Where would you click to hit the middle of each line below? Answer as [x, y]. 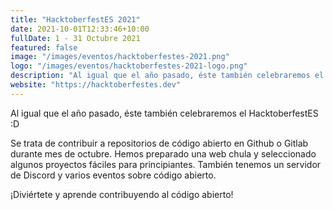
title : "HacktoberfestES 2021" [75, 19]
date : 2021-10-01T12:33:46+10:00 [80, 29]
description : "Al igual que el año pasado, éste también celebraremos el [167, 76]
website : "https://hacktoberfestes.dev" [96, 85]
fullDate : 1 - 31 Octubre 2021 [75, 38]
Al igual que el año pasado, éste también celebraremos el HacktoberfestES [164, 113]
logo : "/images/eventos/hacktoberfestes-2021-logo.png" [129, 66]
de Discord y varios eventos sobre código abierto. [113, 175]
